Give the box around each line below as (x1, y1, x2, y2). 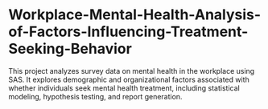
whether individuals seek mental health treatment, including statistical (8, 83, 240, 93)
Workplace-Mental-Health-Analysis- (8, 6, 262, 24)
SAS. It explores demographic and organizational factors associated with (8, 75, 249, 84)
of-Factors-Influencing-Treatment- (8, 22, 249, 41)
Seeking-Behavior (8, 40, 133, 58)
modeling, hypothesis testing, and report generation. (8, 91, 183, 101)
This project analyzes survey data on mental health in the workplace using (8, 66, 255, 75)
